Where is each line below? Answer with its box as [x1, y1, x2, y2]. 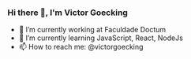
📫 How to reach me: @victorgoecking [18, 42, 144, 52]
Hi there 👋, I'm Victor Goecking [7, 7, 128, 18]
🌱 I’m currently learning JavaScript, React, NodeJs [18, 33, 183, 42]
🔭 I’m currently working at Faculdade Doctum [18, 25, 167, 35]
